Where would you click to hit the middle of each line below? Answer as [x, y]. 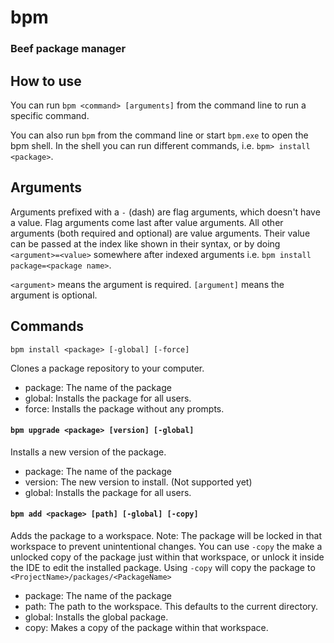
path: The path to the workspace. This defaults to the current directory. [171, 606]
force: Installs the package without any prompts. [124, 408]
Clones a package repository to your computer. [107, 368]
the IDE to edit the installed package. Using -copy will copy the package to [163, 567]
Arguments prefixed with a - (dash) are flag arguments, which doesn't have [165, 212]
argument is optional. [54, 295]
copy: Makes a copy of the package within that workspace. [146, 627]
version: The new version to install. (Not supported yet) [138, 482]
